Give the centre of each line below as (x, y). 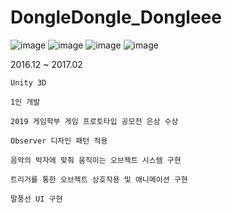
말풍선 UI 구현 (36, 199)
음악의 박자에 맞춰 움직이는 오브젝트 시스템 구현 (96, 160)
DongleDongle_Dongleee (116, 17)
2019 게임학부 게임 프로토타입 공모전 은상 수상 (94, 121)
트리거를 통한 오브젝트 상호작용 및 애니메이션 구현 (99, 179)
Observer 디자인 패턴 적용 (59, 141)
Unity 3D (28, 82)
